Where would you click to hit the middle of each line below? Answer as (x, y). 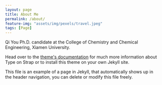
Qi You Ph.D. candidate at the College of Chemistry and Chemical (72, 42)
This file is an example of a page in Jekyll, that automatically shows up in (79, 72)
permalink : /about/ (25, 19)
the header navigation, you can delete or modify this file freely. (69, 77)
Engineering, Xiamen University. (38, 47)
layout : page (19, 10)
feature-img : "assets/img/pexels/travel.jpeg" (54, 23)
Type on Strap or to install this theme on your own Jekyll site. (67, 62)
